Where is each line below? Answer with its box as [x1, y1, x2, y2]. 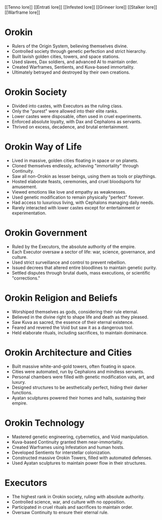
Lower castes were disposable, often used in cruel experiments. [11, 113, 142, 119]
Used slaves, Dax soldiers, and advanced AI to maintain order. [11, 59, 138, 65]
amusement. [11, 184, 38, 190]
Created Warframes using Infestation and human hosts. [11, 444, 124, 450]
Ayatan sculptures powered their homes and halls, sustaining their [11, 395, 146, 400]
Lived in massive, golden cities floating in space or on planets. [11, 158, 139, 163]
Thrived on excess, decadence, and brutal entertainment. [11, 123, 129, 130]
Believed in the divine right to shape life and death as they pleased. [11, 314, 149, 320]
